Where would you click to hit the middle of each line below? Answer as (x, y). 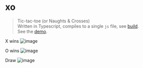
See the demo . (32, 31)
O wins (12, 51)
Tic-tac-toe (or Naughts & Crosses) (54, 21)
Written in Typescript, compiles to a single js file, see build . (78, 26)
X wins (12, 41)
